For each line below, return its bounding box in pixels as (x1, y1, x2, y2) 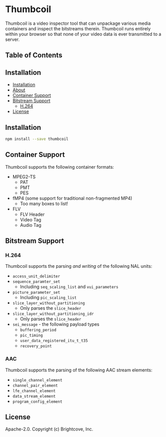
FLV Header (20, 211, 45, 217)
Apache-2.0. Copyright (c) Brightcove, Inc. (5, 426, 94, 432)
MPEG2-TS (12, 173, 36, 180)
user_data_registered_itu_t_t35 (20, 338, 88, 344)
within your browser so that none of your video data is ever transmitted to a (5, 31, 161, 37)
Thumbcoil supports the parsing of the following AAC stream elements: (5, 367, 152, 373)
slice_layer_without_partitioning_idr (12, 312, 94, 317)
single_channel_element (12, 377, 63, 382)
